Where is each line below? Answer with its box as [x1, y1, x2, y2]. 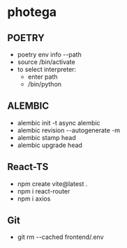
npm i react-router [17, 187, 70, 195]
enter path [27, 72, 58, 81]
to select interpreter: [17, 65, 77, 73]
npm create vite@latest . [17, 179, 88, 188]
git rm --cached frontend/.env [17, 233, 104, 241]
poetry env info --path [17, 50, 82, 59]
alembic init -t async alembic [17, 118, 100, 127]
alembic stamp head [17, 133, 77, 141]
